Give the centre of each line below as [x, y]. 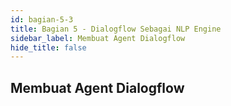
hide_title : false [48, 47]
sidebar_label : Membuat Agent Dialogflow [98, 38]
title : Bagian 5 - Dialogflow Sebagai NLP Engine [116, 29]
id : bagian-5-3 [42, 19]
